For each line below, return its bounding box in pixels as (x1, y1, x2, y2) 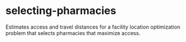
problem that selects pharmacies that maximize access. (5, 29, 141, 36)
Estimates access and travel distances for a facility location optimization (5, 23, 181, 30)
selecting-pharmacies (5, 4, 117, 17)
